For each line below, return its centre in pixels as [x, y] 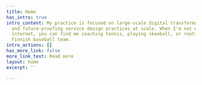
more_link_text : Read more [40, 56]
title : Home [21, 12]
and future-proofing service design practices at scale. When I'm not [102, 28]
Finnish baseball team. [41, 40]
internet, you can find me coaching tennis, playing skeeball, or [96, 34]
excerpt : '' [21, 67]
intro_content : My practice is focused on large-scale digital [87, 23]
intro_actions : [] [29, 45]
